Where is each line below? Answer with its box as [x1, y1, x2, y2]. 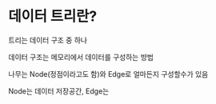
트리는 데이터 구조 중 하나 [8, 35, 88, 45]
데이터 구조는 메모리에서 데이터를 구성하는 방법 [8, 52, 154, 62]
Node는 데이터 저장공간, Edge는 [8, 86, 110, 96]
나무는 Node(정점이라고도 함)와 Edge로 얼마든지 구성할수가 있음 [8, 69, 209, 78]
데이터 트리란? [8, 7, 98, 26]
